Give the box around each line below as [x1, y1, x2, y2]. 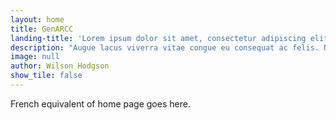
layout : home [10, 14, 65, 25]
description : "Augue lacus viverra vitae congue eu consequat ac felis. [10, 42, 320, 53]
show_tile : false [10, 71, 83, 81]
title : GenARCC [10, 24, 74, 34]
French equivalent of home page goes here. [10, 97, 191, 110]
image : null [10, 52, 60, 62]
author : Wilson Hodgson [10, 61, 110, 71]
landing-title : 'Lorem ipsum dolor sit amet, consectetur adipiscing [10, 33, 307, 43]
